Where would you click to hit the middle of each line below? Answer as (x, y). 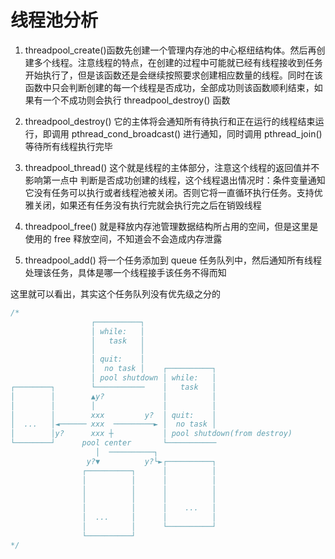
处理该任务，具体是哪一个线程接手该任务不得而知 (125, 272)
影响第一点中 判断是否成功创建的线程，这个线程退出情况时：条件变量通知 (175, 180)
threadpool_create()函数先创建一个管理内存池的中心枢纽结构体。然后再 (170, 50)
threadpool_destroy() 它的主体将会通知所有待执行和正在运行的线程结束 (170, 121)
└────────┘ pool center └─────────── (113, 443)
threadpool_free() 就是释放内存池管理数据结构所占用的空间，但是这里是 (171, 226)
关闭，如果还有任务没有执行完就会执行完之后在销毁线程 (147, 205)
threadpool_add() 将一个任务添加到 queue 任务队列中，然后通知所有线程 (173, 260)
